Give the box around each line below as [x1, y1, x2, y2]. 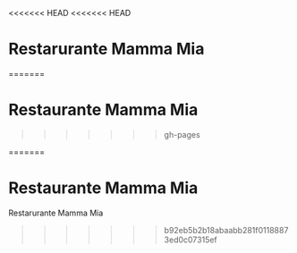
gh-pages [164, 129, 200, 139]
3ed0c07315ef [164, 234, 218, 245]
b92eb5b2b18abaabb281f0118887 [164, 224, 289, 235]
